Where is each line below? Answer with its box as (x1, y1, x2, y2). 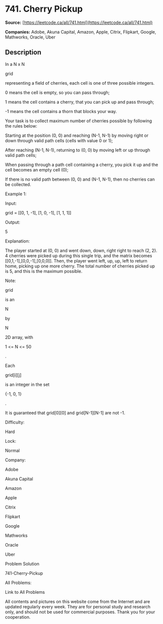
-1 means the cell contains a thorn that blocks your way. (5, 108, 117, 114)
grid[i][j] (5, 372, 22, 378)
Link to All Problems (5, 589, 45, 595)
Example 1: (5, 191, 27, 197)
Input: (5, 200, 17, 206)
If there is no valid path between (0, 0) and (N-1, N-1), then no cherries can (5, 176, 155, 182)
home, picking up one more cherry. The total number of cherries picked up (5, 263, 155, 269)
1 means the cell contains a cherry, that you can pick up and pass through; (5, 99, 154, 105)
